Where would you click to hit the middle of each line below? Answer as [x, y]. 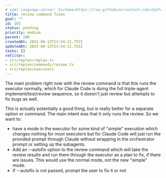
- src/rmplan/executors [30, 70]
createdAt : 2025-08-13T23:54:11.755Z [44, 42]
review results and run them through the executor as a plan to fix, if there [86, 155]
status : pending [22, 28]
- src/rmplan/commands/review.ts [40, 65]
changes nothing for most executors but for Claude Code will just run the [86, 134]
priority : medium [23, 33]
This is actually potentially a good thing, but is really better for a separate [80, 108]
